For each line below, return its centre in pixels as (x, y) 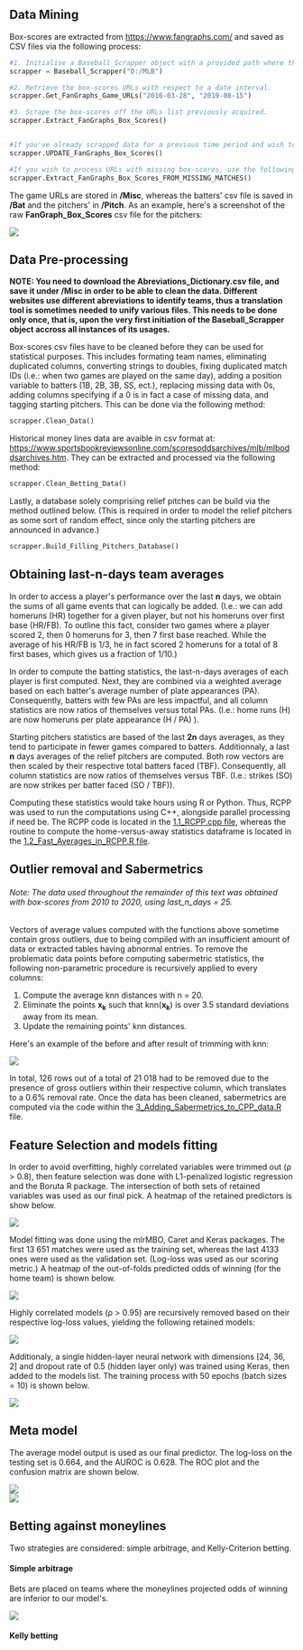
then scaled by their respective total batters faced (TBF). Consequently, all (148, 765)
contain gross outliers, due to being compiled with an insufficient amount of (150, 940)
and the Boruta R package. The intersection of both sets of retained (135, 1186)
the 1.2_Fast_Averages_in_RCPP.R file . (80, 840)
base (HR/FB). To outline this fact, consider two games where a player (140, 625)
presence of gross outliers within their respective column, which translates (148, 1088)
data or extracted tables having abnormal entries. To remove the (129, 949)
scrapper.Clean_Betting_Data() (68, 484)
